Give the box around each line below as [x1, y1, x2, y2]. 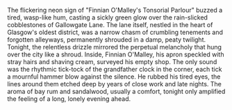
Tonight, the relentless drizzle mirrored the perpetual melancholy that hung [7, 43, 222, 51]
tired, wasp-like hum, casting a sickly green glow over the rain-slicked [7, 13, 208, 22]
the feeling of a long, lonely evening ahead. [7, 95, 131, 103]
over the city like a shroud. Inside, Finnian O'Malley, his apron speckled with [7, 50, 224, 58]
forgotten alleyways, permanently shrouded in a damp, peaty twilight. [7, 36, 206, 44]
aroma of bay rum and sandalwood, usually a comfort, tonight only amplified [7, 87, 226, 95]
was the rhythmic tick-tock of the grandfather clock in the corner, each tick [7, 65, 222, 73]
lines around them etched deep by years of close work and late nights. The [7, 80, 222, 88]
